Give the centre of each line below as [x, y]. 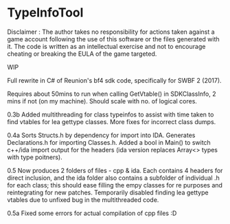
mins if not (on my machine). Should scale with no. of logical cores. [102, 101]
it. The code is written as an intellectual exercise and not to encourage [106, 46]
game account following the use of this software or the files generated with [113, 39]
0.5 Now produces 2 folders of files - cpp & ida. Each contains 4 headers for [115, 170]
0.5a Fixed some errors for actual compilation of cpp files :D [92, 213]
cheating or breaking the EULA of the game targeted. [82, 54]
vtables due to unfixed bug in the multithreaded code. [83, 200]
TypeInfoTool [45, 13]
